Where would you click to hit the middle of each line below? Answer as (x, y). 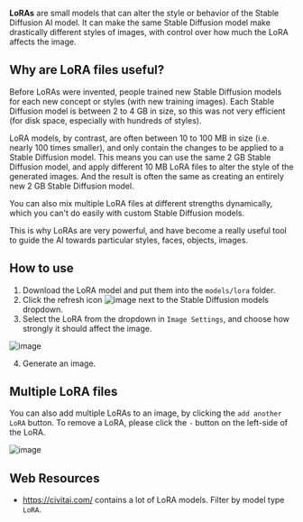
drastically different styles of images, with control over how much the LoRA (149, 32)
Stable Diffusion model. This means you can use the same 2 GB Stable (140, 157)
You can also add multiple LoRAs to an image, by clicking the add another (146, 413)
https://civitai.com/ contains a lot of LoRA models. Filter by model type (153, 500)
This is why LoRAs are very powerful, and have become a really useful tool (148, 230)
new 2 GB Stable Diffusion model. (72, 186)
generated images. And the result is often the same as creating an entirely (147, 176)
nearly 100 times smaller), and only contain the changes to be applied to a (147, 147)
